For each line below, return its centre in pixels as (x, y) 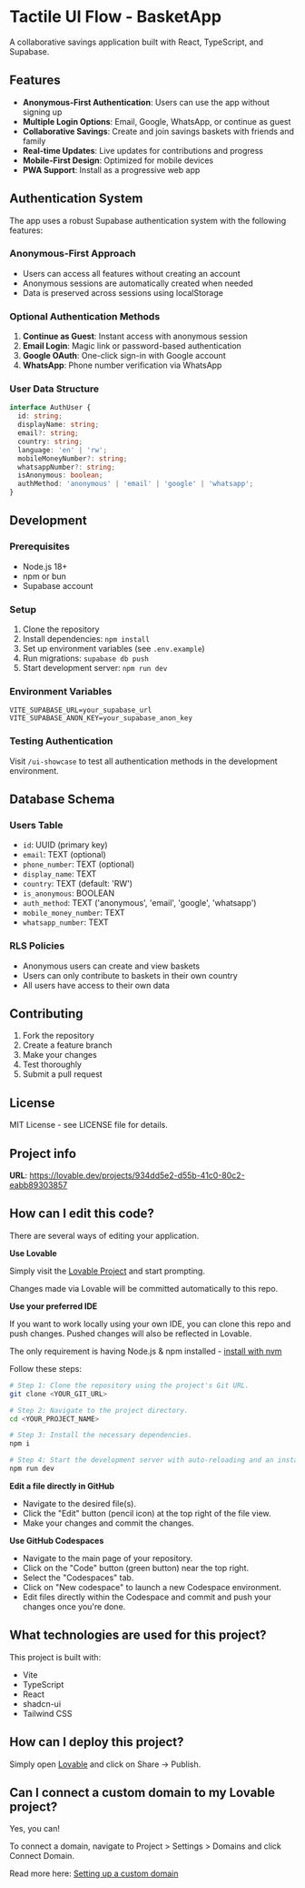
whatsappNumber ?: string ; (67, 467)
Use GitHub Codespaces (57, 1540)
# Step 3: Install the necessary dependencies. (101, 1436)
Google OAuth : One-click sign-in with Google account (124, 356)
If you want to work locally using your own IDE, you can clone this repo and (150, 1324)
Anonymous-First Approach (73, 254)
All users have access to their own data (96, 985)
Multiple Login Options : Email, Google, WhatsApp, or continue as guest (157, 121)
